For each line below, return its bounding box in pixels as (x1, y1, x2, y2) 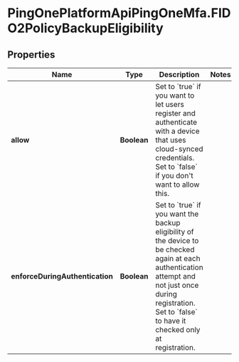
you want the (155, 209, 199, 219)
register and (155, 108, 196, 118)
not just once (155, 280, 199, 290)
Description (159, 70, 200, 79)
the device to (155, 236, 199, 245)
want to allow (155, 180, 200, 190)
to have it (155, 316, 186, 326)
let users (155, 100, 185, 109)
